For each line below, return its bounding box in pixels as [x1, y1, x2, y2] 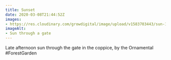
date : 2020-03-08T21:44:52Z [5, 12, 65, 17]
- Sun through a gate [5, 31, 51, 36]
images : [5, 17, 22, 22]
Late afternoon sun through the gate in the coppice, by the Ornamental [5, 45, 154, 50]
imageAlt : [5, 26, 26, 31]
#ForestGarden [5, 50, 37, 56]
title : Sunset [5, 7, 36, 13]
